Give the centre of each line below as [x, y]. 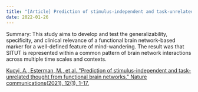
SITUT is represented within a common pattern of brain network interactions [99, 52]
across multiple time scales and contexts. [57, 59]
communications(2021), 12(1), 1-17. [48, 83]
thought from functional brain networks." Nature [89, 77]
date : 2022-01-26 [27, 17]
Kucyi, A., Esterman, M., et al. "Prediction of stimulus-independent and [92, 70]
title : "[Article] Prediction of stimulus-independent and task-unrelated [100, 11]
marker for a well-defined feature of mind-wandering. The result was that [95, 46]
